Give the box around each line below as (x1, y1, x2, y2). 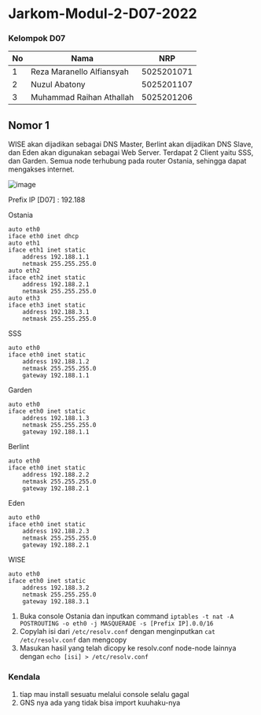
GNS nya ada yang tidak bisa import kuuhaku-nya (19, 698, 181, 707)
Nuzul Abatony (31, 79, 86, 90)
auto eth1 (8, 239, 41, 248)
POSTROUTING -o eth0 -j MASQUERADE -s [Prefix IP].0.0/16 (19, 620, 214, 628)
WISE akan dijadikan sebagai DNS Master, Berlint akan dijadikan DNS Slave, (8, 139, 254, 149)
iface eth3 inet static (8, 301, 86, 309)
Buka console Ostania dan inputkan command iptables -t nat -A (19, 611, 234, 621)
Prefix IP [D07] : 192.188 (8, 195, 86, 205)
